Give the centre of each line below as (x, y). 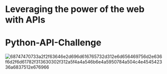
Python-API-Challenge (53, 43)
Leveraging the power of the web (75, 9)
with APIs (25, 20)
